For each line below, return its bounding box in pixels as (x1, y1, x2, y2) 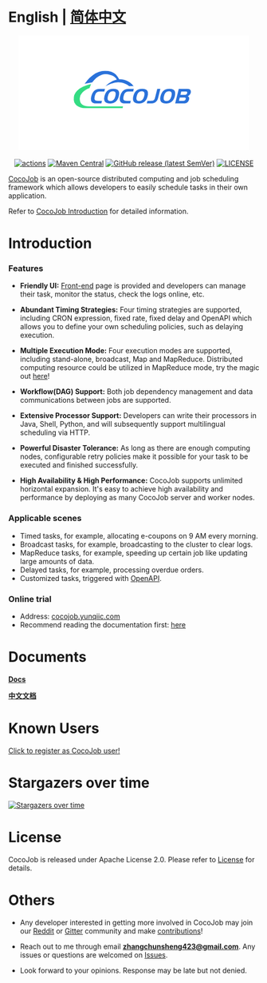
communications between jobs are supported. (19, 396, 171, 405)
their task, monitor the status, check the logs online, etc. (19, 289, 205, 299)
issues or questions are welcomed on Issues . (19, 949, 168, 960)
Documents (8, 648, 87, 667)
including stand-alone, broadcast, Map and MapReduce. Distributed (19, 354, 243, 364)
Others (8, 891, 56, 909)
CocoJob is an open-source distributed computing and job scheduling (8, 173, 239, 183)
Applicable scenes (8, 513, 82, 524)
